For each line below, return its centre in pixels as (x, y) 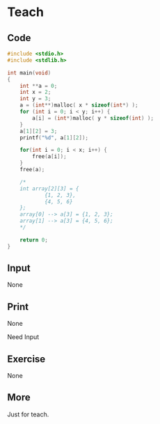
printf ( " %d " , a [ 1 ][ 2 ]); (54, 138)
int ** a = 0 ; (39, 86)
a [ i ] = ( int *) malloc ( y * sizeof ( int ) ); (93, 118)
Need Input (23, 337)
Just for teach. (28, 414)
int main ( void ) (29, 73)
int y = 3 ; (35, 99)
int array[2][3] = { (49, 189)
